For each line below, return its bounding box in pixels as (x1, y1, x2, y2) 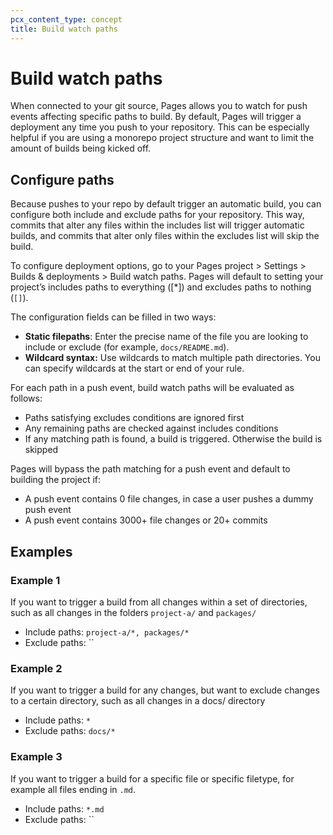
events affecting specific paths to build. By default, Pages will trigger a (10, 111, 302, 123)
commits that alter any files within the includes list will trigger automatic (10, 219, 305, 231)
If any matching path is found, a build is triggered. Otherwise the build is (24, 433, 323, 445)
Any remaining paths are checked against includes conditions (24, 422, 279, 435)
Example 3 (10, 750, 63, 764)
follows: (10, 392, 43, 405)
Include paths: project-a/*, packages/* (24, 626, 190, 638)
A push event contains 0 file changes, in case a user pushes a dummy (24, 493, 314, 505)
